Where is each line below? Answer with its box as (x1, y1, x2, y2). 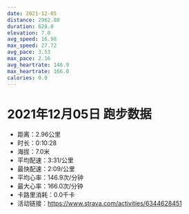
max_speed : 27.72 (7, 42, 57, 49)
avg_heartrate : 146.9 (7, 61, 70, 68)
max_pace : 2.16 (7, 55, 51, 62)
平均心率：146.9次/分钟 (17, 173, 84, 182)
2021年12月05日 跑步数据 (7, 106, 152, 121)
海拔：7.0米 (17, 148, 50, 156)
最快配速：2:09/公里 (17, 165, 75, 173)
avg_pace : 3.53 (7, 49, 51, 56)
